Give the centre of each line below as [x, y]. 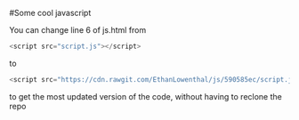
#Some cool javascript [50, 13]
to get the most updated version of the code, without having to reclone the [145, 96]
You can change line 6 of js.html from [78, 30]
